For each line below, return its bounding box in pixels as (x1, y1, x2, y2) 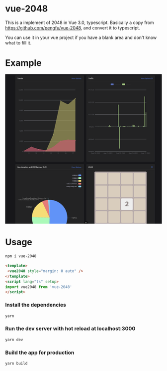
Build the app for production (5, 349, 75, 356)
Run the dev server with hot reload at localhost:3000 (5, 325, 136, 332)
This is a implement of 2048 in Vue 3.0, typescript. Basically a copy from (5, 19, 154, 25)
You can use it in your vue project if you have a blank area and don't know (5, 34, 157, 40)
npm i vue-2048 (5, 254, 37, 259)
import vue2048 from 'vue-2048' (5, 284, 72, 290)
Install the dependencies (5, 302, 66, 309)
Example (5, 57, 42, 69)
